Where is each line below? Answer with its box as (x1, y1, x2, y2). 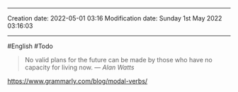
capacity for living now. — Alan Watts (24, 63, 135, 71)
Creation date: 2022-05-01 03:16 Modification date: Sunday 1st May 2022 (7, 14, 222, 22)
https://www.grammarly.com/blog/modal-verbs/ (7, 77, 148, 85)
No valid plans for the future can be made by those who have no (24, 56, 212, 64)
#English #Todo (7, 42, 53, 50)
